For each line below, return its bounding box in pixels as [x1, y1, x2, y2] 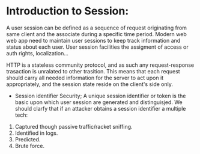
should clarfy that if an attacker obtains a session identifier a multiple [14, 105, 186, 112]
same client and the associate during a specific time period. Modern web [6, 30, 187, 37]
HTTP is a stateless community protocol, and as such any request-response [6, 61, 194, 69]
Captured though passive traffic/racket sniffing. [14, 123, 133, 130]
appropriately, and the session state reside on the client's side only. [6, 80, 173, 88]
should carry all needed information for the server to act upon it [6, 74, 164, 81]
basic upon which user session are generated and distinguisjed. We [14, 98, 183, 106]
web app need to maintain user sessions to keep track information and [6, 37, 181, 44]
